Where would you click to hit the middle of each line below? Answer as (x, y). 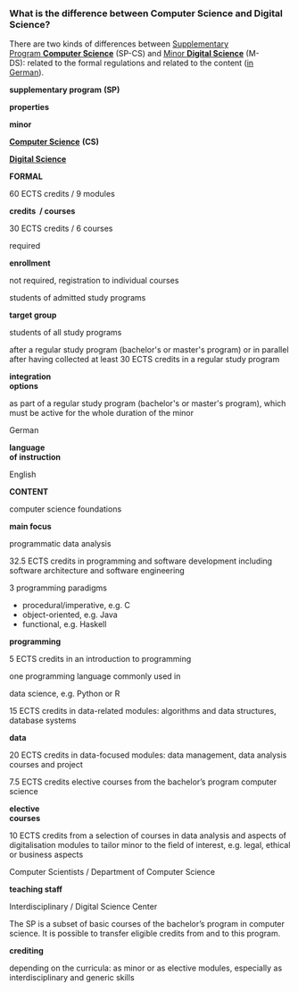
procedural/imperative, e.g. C (76, 606)
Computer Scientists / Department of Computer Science (112, 872)
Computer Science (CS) (54, 142)
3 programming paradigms (58, 588)
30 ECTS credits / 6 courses (61, 229)
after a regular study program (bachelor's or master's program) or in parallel (149, 350)
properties (29, 107)
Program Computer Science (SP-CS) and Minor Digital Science (127, 54)
